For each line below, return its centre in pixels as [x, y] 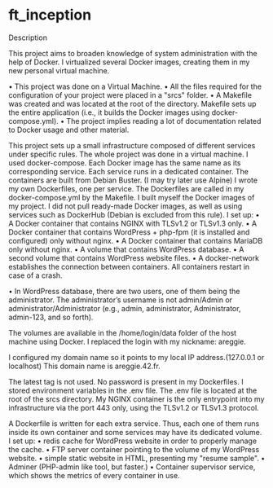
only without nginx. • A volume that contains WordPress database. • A [126, 249]
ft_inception [50, 15]
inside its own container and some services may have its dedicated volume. [135, 432]
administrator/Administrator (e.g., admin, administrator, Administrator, [125, 308]
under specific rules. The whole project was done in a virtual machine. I [128, 154]
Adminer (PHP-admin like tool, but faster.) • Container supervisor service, [132, 467]
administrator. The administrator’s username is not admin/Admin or [121, 300]
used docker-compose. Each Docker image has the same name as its [125, 163]
